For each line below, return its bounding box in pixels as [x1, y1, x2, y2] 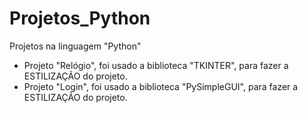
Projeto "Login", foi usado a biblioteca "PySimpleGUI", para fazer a [23, 80, 299, 92]
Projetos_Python [9, 7, 151, 30]
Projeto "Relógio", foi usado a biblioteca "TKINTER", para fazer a [23, 59, 289, 71]
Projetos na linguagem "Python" [9, 40, 142, 52]
